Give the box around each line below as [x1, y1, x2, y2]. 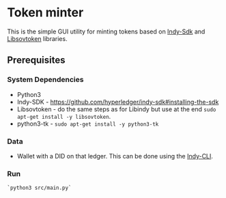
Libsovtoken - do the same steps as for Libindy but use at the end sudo [16, 104, 216, 113]
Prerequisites [7, 55, 66, 66]
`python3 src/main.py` [7, 184, 72, 192]
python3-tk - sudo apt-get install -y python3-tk [16, 119, 159, 128]
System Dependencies [7, 75, 84, 85]
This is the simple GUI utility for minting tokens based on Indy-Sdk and [7, 27, 206, 36]
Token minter [7, 5, 84, 20]
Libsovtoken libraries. [7, 34, 68, 42]
